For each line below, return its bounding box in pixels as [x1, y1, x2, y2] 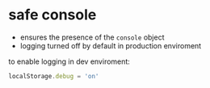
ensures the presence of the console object [19, 32, 165, 42]
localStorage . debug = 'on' [8, 72, 99, 80]
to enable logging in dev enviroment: [8, 57, 131, 66]
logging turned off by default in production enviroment [19, 40, 202, 50]
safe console [8, 6, 97, 24]
